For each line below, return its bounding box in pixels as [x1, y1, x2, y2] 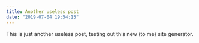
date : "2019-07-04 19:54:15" [6, 14, 79, 20]
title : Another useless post [6, 8, 79, 15]
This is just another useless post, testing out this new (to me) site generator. [6, 30, 194, 37]
